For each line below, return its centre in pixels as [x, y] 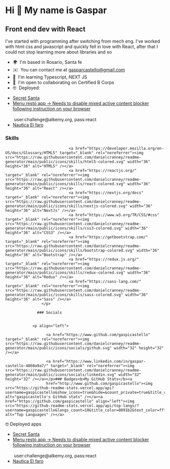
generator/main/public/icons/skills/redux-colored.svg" [65, 273]
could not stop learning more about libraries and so [59, 52]
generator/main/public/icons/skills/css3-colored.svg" [64, 228]
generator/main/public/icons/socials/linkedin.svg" [61, 375]
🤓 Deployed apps [23, 424]
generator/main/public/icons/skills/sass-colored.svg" [64, 295]
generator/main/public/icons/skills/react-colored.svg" [65, 184]
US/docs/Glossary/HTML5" [31, 153]
